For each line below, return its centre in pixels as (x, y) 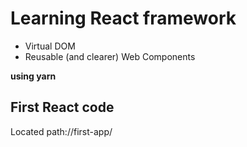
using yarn (33, 76)
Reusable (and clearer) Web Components (110, 56)
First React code (62, 107)
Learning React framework (123, 18)
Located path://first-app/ (61, 131)
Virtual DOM (50, 46)
